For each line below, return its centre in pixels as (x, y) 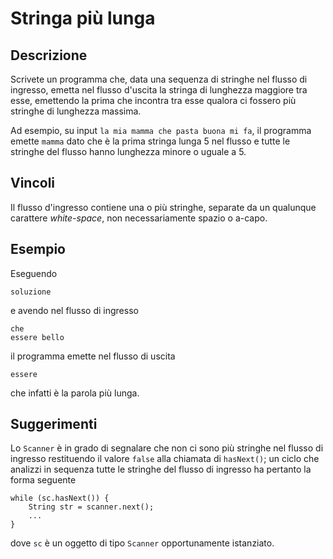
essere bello (37, 337)
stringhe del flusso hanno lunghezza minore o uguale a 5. (128, 151)
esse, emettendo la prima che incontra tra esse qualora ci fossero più (153, 100)
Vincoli (33, 183)
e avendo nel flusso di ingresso (74, 310)
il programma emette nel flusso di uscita (93, 356)
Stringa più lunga (83, 18)
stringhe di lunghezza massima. (76, 111)
